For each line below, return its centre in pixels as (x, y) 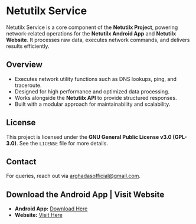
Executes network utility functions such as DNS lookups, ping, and (96, 79)
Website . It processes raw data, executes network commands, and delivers (98, 40)
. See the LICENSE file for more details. (62, 143)
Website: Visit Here (39, 215)
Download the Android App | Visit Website (85, 194)
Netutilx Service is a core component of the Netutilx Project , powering (92, 27)
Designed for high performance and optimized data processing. (92, 91)
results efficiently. (28, 46)
